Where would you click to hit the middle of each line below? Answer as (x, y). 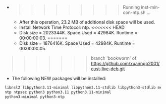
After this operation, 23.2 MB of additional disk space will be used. (87, 22)
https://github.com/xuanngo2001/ (125, 63)
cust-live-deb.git (108, 69)
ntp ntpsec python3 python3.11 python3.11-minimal (58, 92)
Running (131, 7)
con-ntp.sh (134, 12)
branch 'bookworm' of (114, 58)
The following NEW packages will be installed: (59, 78)
